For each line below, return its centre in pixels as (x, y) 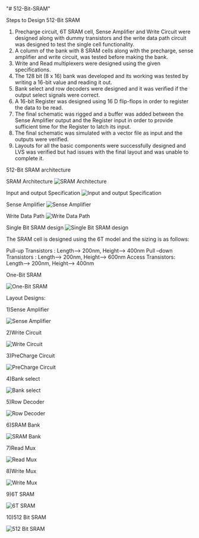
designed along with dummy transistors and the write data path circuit (100, 38)
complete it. (29, 158)
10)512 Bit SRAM (26, 517)
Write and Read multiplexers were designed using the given (87, 63)
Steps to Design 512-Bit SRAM (43, 20)
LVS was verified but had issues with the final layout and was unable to (102, 152)
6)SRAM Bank (23, 425)
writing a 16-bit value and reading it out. (64, 82)
